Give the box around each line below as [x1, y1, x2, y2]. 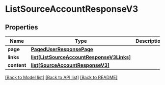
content [7, 62, 27, 68]
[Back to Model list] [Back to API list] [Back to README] [5, 75, 118, 80]
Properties [5, 23, 38, 31]
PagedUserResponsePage [31, 46, 93, 53]
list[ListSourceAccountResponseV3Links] [31, 54, 131, 60]
